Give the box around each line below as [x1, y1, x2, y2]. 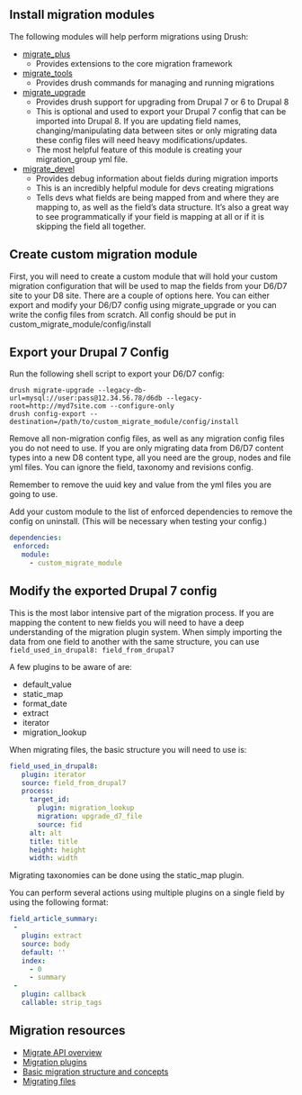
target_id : [29, 795, 70, 804]
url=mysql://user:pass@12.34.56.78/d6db [9, 394, 164, 403]
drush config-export [9, 410, 87, 419]
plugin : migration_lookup [37, 803, 135, 813]
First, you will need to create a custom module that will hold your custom [9, 270, 279, 282]
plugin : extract [21, 931, 83, 940]
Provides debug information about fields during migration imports [35, 173, 279, 184]
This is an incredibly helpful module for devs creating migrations [35, 182, 274, 193]
